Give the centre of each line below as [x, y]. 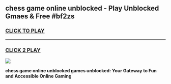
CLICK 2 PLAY [23, 50]
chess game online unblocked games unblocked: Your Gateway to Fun [81, 70]
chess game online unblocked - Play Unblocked [82, 8]
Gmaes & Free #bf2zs [40, 17]
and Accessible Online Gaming [38, 76]
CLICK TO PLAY [25, 31]
